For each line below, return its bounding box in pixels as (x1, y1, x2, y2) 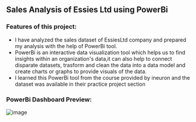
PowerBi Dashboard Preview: (6, 95, 92, 104)
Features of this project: (6, 23, 77, 31)
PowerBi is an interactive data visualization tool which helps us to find (14, 49, 186, 56)
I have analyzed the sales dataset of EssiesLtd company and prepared (14, 36, 186, 43)
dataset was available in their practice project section (14, 80, 146, 87)
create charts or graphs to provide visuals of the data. (14, 68, 147, 75)
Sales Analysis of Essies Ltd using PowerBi (6, 5, 168, 15)
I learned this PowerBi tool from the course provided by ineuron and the (14, 74, 190, 81)
